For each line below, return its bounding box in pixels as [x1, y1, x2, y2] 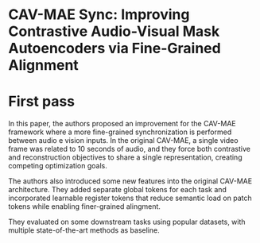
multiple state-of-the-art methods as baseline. [8, 226, 161, 235]
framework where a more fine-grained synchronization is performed [8, 127, 232, 137]
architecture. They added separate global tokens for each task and [8, 185, 227, 195]
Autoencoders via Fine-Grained [8, 40, 221, 57]
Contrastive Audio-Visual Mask [8, 22, 220, 40]
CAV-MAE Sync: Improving [8, 6, 190, 24]
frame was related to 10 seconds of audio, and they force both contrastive [8, 145, 250, 154]
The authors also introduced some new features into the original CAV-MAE [8, 176, 253, 186]
